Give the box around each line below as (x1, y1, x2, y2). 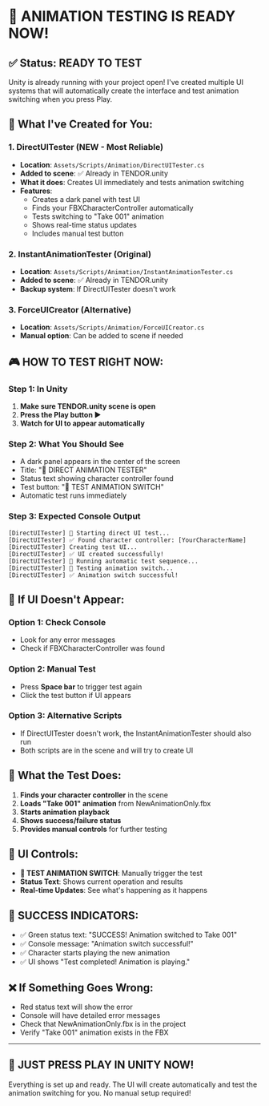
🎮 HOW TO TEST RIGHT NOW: (8, 355, 164, 369)
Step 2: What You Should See (8, 438, 124, 450)
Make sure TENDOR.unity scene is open (19, 401, 156, 411)
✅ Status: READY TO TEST (8, 56, 143, 70)
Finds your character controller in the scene (19, 789, 169, 800)
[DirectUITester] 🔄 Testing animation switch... (8, 564, 174, 572)
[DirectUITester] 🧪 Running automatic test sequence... (8, 557, 199, 565)
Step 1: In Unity (8, 383, 68, 394)
